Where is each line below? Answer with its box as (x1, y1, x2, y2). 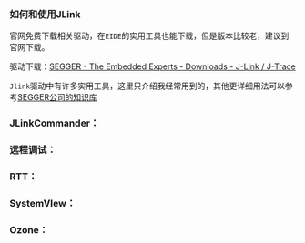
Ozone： (9, 223, 48, 236)
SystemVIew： (9, 197, 76, 209)
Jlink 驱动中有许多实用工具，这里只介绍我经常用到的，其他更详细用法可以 (9, 80, 285, 92)
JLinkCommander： (9, 116, 100, 129)
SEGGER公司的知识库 (17, 92, 97, 103)
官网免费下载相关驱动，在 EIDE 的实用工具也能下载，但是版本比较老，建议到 (9, 30, 290, 42)
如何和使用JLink (9, 7, 81, 20)
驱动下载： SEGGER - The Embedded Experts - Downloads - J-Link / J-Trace (9, 61, 296, 72)
